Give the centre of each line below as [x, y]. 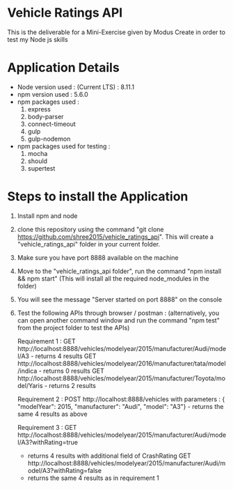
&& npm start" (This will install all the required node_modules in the [113, 278]
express [39, 109]
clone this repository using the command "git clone [91, 229]
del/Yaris [30, 385]
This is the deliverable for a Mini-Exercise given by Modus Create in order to [116, 32]
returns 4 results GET [66, 356]
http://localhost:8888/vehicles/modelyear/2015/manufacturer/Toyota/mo [121, 378]
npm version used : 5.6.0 [53, 94]
